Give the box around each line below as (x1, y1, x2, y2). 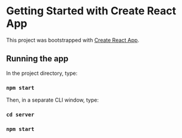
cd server (6, 111, 34, 118)
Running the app (6, 54, 68, 64)
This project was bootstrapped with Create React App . (6, 36, 140, 43)
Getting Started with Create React (6, 4, 177, 18)
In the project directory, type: (6, 70, 78, 77)
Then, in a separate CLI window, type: (6, 96, 99, 103)
